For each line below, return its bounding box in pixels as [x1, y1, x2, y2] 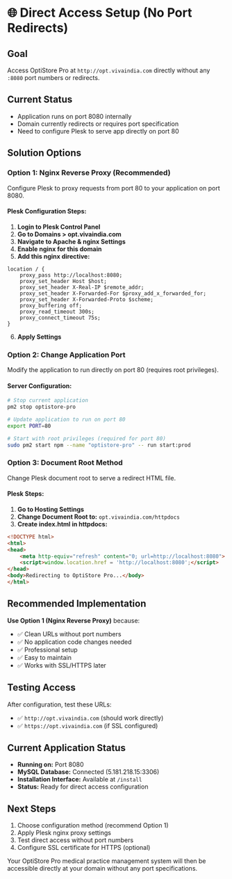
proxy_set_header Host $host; [19, 277, 108, 284]
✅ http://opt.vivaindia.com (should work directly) [17, 713, 164, 722]
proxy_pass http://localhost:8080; [19, 271, 123, 279]
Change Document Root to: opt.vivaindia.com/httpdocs [17, 513, 181, 521]
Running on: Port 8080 [17, 760, 84, 769]
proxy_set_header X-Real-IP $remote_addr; [19, 284, 144, 291]
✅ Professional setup [17, 645, 78, 654]
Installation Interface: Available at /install [17, 775, 142, 784]
